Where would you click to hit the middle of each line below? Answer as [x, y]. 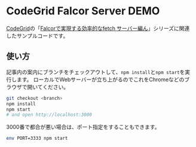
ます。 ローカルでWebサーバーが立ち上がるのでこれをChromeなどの [100, 79]
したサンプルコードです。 [37, 36]
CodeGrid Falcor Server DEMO [83, 11]
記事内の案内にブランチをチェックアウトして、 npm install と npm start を [96, 72]
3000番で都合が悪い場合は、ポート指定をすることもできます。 [83, 127]
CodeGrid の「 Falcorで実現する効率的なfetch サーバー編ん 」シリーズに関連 [98, 28]
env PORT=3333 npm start [37, 139]
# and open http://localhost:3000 [49, 115]
